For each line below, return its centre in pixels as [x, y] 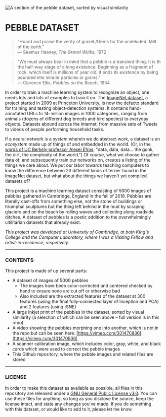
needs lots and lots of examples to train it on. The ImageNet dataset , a [77, 97]
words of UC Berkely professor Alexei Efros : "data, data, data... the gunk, [80, 149]
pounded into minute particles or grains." [59, 77]
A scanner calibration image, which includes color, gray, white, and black [86, 344]
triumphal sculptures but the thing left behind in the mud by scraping [75, 207]
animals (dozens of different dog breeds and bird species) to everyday [77, 119]
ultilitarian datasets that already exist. [43, 222]
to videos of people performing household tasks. [55, 129]
